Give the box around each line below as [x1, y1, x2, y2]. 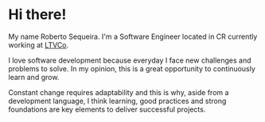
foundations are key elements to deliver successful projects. [8, 105, 206, 114]
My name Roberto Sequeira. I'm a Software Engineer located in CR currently [8, 32, 258, 41]
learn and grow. [8, 72, 60, 82]
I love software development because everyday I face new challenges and [8, 55, 252, 65]
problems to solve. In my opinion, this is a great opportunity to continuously [8, 63, 256, 73]
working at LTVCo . [8, 40, 69, 49]
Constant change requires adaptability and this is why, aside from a [8, 87, 229, 97]
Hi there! [8, 6, 67, 24]
